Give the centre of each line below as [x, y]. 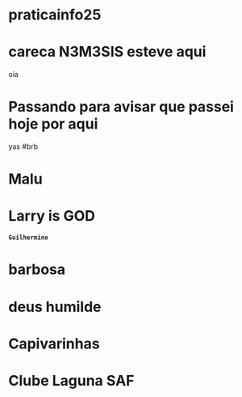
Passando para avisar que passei [121, 107]
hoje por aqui [53, 124]
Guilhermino [28, 238]
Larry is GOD [52, 216]
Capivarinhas [54, 343]
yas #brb [23, 146]
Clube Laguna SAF [71, 380]
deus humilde [55, 307]
